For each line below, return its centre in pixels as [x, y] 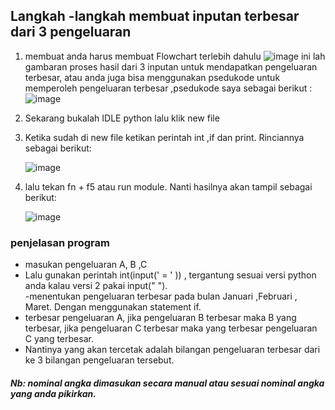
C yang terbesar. [59, 339]
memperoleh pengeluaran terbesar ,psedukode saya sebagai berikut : [168, 88]
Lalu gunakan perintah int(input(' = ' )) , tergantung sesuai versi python [170, 275]
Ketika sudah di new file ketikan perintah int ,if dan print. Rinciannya [164, 137]
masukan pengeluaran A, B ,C [86, 265]
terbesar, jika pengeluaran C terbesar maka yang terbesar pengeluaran [171, 328]
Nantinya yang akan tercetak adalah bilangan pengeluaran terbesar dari [172, 350]
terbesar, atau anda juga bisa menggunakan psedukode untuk [152, 77]
